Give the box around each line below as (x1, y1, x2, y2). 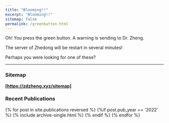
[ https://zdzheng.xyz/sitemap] (5, 83, 72, 89)
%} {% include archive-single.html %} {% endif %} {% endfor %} (5, 112, 140, 118)
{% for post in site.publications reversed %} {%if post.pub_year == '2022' (5, 106, 158, 112)
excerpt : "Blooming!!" (5, 12, 53, 17)
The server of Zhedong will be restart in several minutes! (5, 44, 123, 50)
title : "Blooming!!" (5, 7, 49, 12)
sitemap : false (5, 16, 37, 21)
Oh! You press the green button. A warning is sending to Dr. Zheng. (5, 35, 144, 41)
